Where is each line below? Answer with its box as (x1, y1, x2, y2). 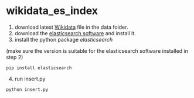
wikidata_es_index (6, 4, 98, 18)
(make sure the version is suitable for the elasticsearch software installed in (6, 47, 189, 54)
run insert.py (14, 75, 46, 82)
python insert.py (6, 86, 49, 92)
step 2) (6, 53, 23, 60)
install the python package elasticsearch (14, 36, 113, 43)
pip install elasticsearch (6, 65, 72, 71)
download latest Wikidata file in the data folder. (14, 23, 128, 31)
